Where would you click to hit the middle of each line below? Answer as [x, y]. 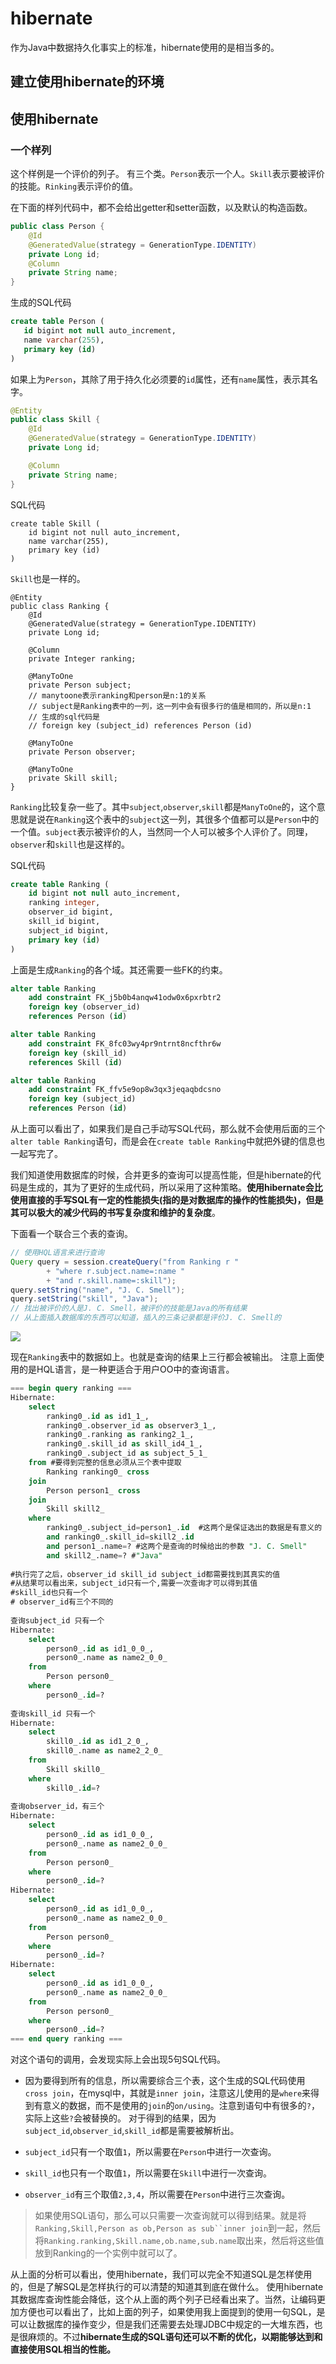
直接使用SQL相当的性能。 [63, 2349]
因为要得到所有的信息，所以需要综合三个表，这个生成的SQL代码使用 [165, 2081]
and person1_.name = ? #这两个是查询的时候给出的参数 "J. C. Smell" [177, 1546]
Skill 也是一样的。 [48, 578]
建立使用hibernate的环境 [87, 82]
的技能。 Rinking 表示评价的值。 [74, 186]
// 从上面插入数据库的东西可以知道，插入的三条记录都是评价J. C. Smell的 [146, 1318]
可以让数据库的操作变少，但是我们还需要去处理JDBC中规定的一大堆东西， [162, 2324]
